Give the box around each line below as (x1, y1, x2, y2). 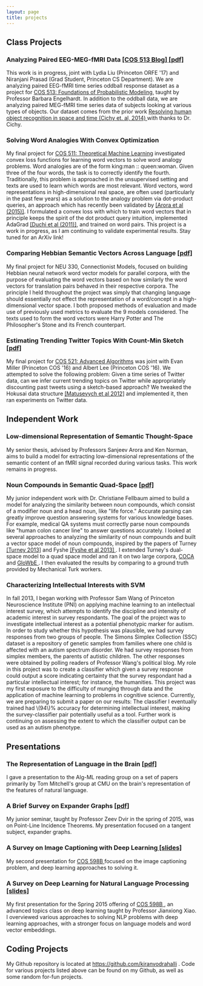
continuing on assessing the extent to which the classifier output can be (6, 717, 186, 724)
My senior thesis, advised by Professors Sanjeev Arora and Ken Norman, (6, 446, 188, 453)
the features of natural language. (6, 786, 88, 794)
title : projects (6, 15, 47, 21)
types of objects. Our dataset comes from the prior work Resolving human (6, 108, 192, 116)
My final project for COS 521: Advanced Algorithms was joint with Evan (6, 358, 184, 365)
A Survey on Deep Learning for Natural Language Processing (6, 879, 190, 887)
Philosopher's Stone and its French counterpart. (6, 321, 126, 328)
